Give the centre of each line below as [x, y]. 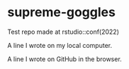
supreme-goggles [61, 12]
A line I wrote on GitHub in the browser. [64, 59]
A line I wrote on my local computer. [60, 45]
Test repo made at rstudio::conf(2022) [63, 32]
